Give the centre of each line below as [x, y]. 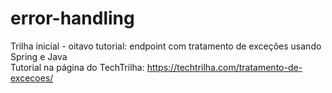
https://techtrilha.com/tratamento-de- [224, 67]
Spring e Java [39, 56]
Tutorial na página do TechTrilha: [77, 67]
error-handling [72, 18]
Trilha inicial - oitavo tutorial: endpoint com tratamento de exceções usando [166, 46]
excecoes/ [32, 78]
